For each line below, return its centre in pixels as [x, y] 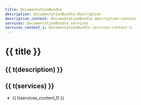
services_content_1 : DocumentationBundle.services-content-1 [69, 28]
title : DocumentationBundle [34, 9]
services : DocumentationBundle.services [47, 23]
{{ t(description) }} [34, 69]
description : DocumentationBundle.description [53, 14]
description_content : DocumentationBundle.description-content [71, 18]
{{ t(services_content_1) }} [38, 98]
